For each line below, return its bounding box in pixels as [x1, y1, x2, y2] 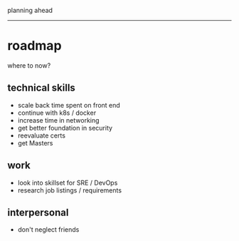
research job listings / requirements [17, 185, 122, 195]
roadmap [7, 38, 62, 54]
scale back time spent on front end [17, 101, 121, 109]
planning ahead [7, 6, 53, 14]
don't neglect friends [17, 225, 80, 234]
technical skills [7, 82, 76, 94]
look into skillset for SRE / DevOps [17, 178, 118, 187]
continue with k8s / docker [17, 108, 97, 117]
